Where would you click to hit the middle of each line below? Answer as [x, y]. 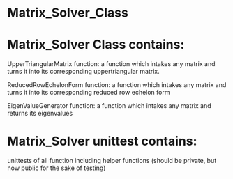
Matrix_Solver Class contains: [96, 45]
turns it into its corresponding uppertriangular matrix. [84, 72]
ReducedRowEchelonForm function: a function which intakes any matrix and [117, 85]
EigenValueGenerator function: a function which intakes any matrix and [109, 106]
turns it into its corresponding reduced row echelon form [89, 93]
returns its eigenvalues [40, 114]
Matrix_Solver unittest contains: [102, 141]
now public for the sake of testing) [57, 168]
